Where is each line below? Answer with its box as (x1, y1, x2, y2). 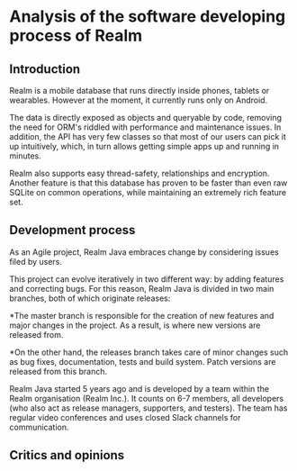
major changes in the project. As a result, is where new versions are (9, 320, 261, 331)
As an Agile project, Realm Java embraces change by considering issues (9, 246, 279, 258)
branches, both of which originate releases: (9, 293, 171, 303)
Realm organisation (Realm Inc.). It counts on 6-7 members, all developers (9, 393, 284, 403)
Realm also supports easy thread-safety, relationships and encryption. (9, 168, 270, 178)
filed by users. (9, 256, 63, 267)
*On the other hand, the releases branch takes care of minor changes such (9, 347, 289, 358)
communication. (9, 421, 69, 432)
